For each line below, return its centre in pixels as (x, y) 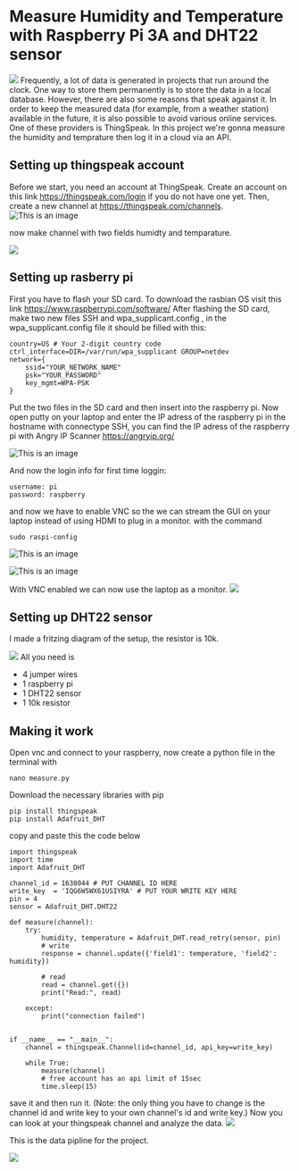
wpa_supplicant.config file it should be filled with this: (108, 327)
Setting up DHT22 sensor (81, 617)
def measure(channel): (51, 923)
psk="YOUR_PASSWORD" (63, 375)
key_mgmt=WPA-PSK (58, 383)
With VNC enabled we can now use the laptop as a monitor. (119, 589)
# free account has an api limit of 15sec (121, 1079)
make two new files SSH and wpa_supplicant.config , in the (118, 318)
